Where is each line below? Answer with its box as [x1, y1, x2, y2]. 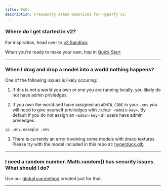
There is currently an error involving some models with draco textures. [12, 136, 156, 142]
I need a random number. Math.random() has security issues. [5, 158, 155, 165]
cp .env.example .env [5, 127, 50, 132]
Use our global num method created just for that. [5, 176, 102, 182]
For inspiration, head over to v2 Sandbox [5, 39, 88, 45]
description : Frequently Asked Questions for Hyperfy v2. [5, 12, 127, 17]
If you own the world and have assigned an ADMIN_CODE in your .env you [12, 102, 158, 108]
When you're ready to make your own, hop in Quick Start [5, 49, 121, 55]
